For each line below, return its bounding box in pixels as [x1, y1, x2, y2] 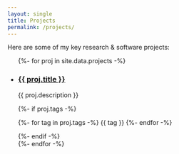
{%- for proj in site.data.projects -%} [17, 57, 126, 65]
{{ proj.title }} [17, 75, 66, 84]
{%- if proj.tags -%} [17, 104, 77, 113]
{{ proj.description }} [17, 90, 79, 99]
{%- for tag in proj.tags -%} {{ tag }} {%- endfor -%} [17, 118, 173, 126]
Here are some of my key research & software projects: [7, 43, 170, 52]
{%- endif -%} [17, 132, 61, 141]
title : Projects [7, 17, 56, 24]
